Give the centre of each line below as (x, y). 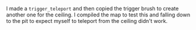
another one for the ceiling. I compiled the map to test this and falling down (98, 15)
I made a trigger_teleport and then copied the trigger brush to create (92, 9)
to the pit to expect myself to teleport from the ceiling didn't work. (87, 21)
